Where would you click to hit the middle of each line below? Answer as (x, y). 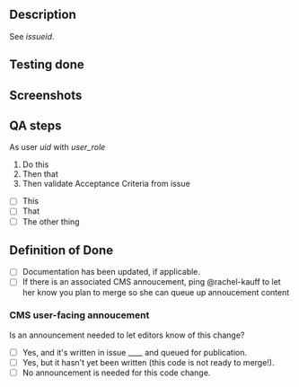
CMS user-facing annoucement (79, 315)
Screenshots (46, 95)
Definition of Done (62, 250)
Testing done (47, 65)
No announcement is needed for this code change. (116, 373)
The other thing (51, 221)
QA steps (35, 125)
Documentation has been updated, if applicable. (111, 272)
